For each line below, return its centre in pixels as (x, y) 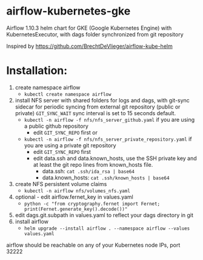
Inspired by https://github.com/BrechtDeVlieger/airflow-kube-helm (89, 46)
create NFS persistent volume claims (61, 184)
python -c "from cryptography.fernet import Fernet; (92, 204)
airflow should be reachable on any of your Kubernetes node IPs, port (93, 245)
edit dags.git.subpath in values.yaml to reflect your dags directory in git (104, 215)
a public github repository (56, 126)
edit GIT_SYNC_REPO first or (65, 132)
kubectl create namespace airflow (68, 94)
